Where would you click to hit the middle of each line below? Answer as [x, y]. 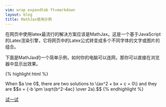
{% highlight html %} [27, 74]
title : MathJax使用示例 [28, 19]
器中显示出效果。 [23, 64]
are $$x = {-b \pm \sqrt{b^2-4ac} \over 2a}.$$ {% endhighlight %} [74, 89]
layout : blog [19, 15]
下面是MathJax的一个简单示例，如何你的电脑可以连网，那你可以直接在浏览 [82, 58]
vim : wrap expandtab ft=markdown [40, 10]
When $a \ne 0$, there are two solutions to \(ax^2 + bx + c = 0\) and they [81, 84]
